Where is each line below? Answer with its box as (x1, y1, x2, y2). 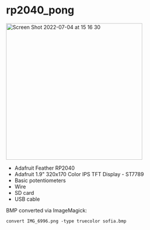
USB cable (14, 195, 40, 202)
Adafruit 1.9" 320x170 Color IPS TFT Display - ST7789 (14, 170, 144, 177)
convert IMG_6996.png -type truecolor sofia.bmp (6, 218, 127, 224)
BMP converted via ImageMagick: (6, 207, 88, 214)
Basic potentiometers (14, 177, 66, 184)
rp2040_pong (6, 4, 75, 17)
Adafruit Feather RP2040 (14, 164, 75, 171)
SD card (14, 189, 34, 196)
